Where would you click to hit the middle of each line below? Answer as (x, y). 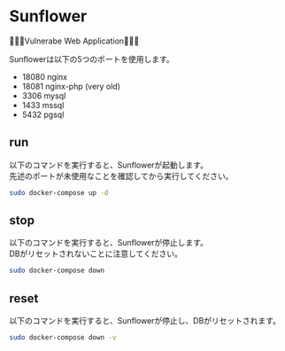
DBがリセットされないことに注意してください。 (96, 253)
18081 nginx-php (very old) (71, 86)
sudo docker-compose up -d (59, 192)
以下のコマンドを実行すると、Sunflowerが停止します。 (108, 243)
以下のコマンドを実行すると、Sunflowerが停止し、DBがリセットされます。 (145, 321)
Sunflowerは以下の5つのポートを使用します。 (92, 58)
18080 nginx (45, 76)
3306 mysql (44, 96)
